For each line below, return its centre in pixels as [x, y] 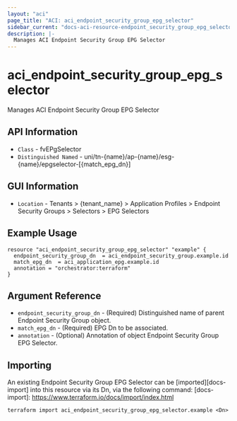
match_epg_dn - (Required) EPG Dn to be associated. [93, 328]
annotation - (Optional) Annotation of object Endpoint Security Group [118, 335]
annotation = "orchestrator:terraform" [72, 268]
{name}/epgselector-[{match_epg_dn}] [74, 164]
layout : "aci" [28, 14]
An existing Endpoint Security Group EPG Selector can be [91, 382]
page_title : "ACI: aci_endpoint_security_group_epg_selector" [101, 21]
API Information [43, 132]
